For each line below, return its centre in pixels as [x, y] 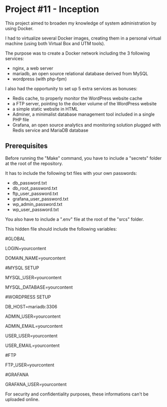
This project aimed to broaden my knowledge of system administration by [81, 23]
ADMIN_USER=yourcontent [33, 316]
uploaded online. [22, 399]
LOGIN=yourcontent [26, 248]
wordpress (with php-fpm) [40, 79]
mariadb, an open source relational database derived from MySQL [80, 73]
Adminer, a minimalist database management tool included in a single [83, 114]
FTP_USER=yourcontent [30, 365]
